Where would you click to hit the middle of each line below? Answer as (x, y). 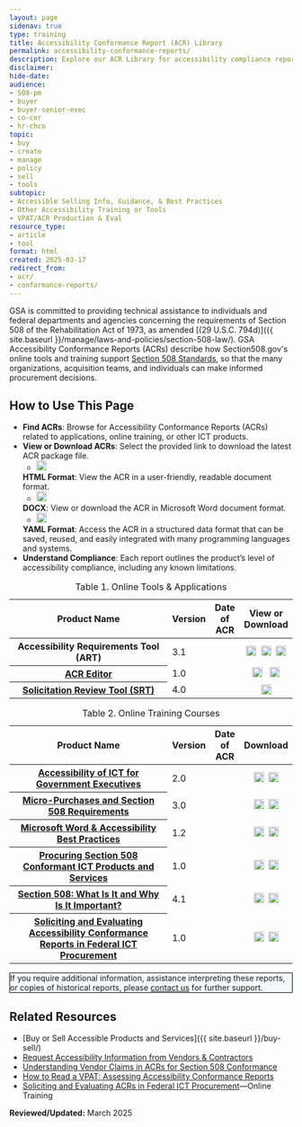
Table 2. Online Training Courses (151, 714)
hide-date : (30, 76)
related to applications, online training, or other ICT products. (135, 437)
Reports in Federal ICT (88, 945)
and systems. (47, 548)
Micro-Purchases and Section (89, 801)
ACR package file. (56, 456)
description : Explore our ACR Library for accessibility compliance (140, 59)
